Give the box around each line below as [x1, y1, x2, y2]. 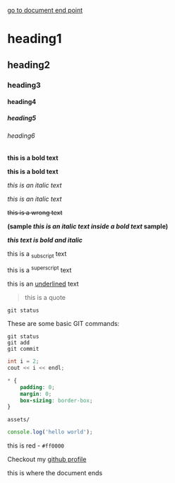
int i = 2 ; [7, 358, 40, 365]
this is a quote [24, 293, 66, 302]
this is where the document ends [7, 469, 103, 477]
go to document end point [7, 6, 83, 14]
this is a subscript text [7, 249, 67, 260]
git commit [7, 346, 40, 353]
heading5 [7, 113, 37, 122]
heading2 [7, 59, 51, 71]
